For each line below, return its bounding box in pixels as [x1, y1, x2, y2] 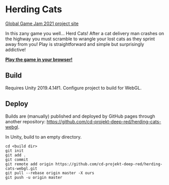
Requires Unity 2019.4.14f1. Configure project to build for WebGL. [5, 85, 142, 91]
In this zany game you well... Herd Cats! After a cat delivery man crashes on [5, 30, 164, 36]
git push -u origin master [5, 175, 63, 180]
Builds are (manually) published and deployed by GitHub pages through [5, 113, 155, 119]
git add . [5, 152, 26, 157]
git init [5, 148, 24, 153]
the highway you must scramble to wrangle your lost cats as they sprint [5, 36, 155, 42]
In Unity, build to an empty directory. [5, 134, 82, 140]
